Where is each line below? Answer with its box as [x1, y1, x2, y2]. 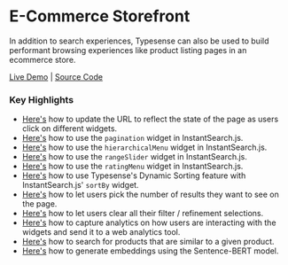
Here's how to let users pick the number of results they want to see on [21, 189, 279, 200]
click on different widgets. [21, 123, 118, 134]
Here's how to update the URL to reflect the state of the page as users [21, 113, 279, 125]
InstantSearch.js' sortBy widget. [21, 180, 139, 191]
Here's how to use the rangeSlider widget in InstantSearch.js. [21, 152, 248, 162]
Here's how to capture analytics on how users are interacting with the [21, 217, 276, 228]
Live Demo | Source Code [9, 71, 104, 82]
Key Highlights [9, 93, 74, 105]
